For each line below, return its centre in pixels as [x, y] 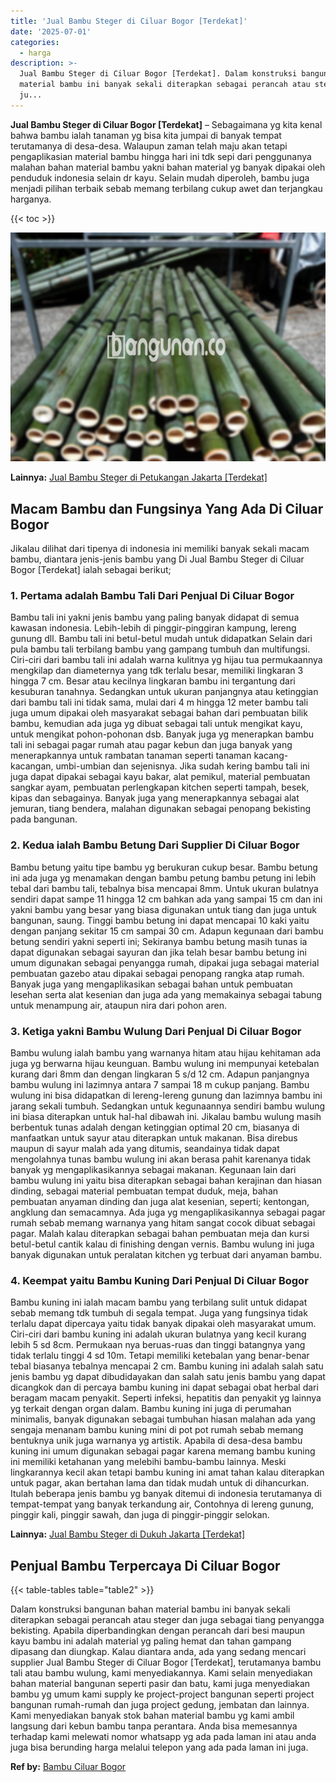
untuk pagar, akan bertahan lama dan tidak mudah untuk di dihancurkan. [160, 1483]
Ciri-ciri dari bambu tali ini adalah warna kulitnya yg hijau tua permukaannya [166, 660]
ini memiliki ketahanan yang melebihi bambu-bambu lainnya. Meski [148, 1462]
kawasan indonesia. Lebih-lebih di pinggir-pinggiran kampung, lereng [153, 628]
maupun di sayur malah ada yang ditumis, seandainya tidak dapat [145, 1148]
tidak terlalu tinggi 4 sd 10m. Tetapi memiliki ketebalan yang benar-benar [160, 1356]
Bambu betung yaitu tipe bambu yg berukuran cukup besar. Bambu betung [164, 867]
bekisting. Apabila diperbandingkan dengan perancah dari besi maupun [158, 1631]
